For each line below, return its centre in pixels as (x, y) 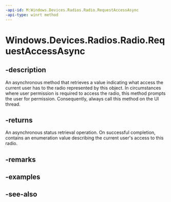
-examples (23, 177)
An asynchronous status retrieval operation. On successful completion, (80, 133)
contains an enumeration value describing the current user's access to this (84, 138)
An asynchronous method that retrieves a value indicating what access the (84, 82)
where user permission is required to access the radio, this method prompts (85, 93)
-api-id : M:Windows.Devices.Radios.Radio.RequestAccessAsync (72, 10)
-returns (19, 120)
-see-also (21, 195)
